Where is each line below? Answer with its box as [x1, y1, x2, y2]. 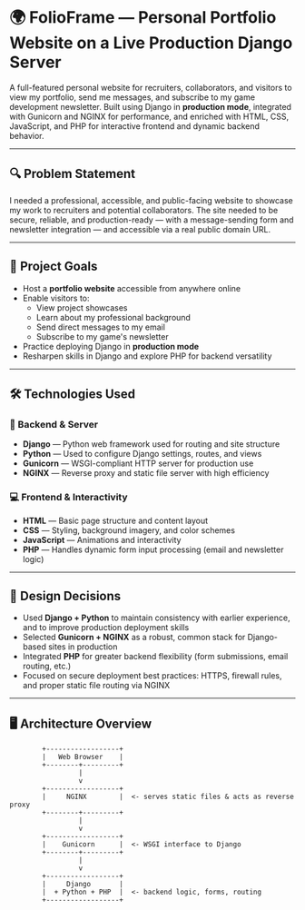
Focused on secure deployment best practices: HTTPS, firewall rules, [22, 670, 282, 681]
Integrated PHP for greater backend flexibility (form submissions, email [22, 651, 289, 662]
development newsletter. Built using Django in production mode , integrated [9, 101, 292, 112]
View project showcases [35, 302, 128, 313]
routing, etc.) [22, 660, 72, 672]
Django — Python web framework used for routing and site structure [22, 439, 280, 450]
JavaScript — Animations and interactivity [22, 534, 182, 545]
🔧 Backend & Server [9, 418, 98, 430]
